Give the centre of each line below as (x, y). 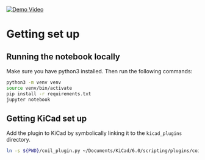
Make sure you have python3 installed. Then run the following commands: (99, 71)
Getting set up (43, 34)
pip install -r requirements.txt (49, 94)
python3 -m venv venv (34, 82)
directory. (18, 140)
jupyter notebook (28, 100)
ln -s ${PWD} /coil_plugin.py (43, 151)
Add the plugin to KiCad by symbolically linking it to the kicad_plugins (94, 133)
